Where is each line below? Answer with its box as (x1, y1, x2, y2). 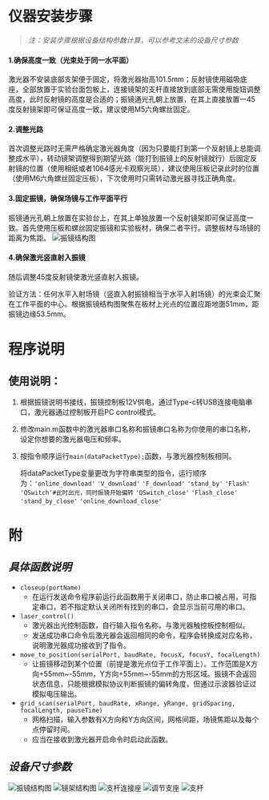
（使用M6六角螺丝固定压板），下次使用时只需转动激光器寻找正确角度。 (8, 174, 240, 183)
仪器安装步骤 (8, 7, 94, 26)
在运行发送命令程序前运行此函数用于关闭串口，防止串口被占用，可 (31, 592, 250, 601)
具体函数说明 (8, 561, 72, 574)
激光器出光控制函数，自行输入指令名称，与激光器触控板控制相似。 (31, 620, 250, 629)
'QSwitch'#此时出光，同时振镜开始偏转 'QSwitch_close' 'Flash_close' (19, 488, 239, 496)
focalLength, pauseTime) (19, 706, 103, 714)
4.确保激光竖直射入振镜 (8, 253, 86, 263)
